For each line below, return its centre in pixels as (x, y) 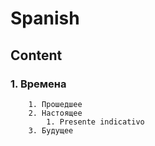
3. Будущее (51, 130)
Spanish (45, 18)
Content (36, 55)
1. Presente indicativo (95, 122)
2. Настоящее (55, 113)
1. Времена (38, 84)
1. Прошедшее (55, 104)
